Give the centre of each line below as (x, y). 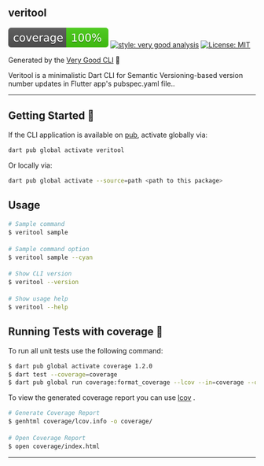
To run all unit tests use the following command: (86, 350)
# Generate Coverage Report (54, 413)
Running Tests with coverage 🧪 (86, 332)
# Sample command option (49, 249)
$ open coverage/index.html (54, 446)
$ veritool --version (44, 283)
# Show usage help (38, 299)
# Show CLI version (40, 274)
